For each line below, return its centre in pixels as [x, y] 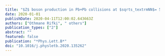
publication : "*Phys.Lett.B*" [36, 41]
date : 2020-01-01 [23, 14]
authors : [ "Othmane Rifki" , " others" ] [46, 23]
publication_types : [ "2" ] [31, 28]
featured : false [22, 37]
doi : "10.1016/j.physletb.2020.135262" [46, 46]
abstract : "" [18, 32]
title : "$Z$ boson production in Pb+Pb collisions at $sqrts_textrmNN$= [81, 9]
